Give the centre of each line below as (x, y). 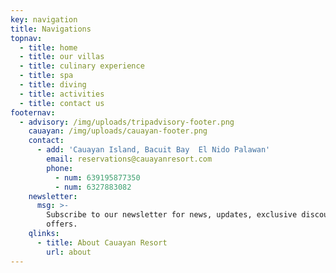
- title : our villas (62, 57)
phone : (60, 168)
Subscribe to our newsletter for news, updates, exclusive (172, 215)
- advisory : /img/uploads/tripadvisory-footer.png (127, 122)
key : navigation (44, 19)
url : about (69, 252)
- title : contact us (62, 103)
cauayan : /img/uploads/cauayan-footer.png (118, 131)
